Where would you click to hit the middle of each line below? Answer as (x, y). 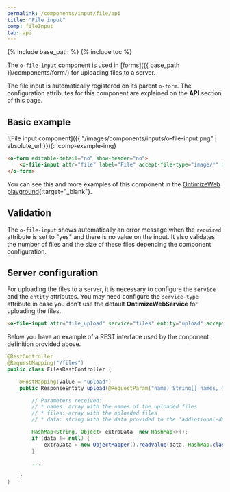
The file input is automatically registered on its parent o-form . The (99, 86)
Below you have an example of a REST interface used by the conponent (108, 337)
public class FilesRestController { (59, 369)
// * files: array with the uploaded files (94, 413)
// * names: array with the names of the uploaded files (114, 407)
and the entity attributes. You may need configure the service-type (103, 297)
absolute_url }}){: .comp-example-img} (62, 146)
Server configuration (53, 272)
